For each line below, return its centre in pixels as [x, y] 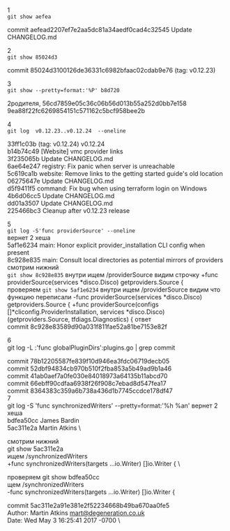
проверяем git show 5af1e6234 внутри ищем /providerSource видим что [114, 290]
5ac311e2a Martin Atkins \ [44, 428]
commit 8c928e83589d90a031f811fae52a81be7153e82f [87, 327]
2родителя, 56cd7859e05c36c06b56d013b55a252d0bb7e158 [97, 103]
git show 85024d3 [32, 57]
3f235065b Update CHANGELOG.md [60, 159]
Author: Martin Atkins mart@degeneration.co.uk [76, 513]
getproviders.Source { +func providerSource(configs [83, 304]
